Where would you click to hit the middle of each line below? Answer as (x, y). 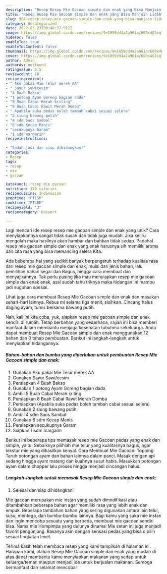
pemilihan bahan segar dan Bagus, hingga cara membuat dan (68, 272)
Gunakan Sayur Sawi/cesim (41, 378)
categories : (18, 152)
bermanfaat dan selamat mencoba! (41, 568)
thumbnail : (17, 51)
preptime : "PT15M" (25, 198)
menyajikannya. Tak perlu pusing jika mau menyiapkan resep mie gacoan (80, 277)
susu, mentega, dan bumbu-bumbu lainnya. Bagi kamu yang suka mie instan (83, 516)
